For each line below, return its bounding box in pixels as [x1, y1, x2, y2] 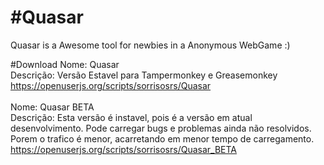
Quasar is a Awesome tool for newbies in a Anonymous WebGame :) [10, 39, 291, 51]
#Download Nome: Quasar [10, 58, 120, 70]
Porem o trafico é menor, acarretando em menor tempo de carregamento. [10, 132, 315, 145]
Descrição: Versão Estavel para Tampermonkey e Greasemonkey [10, 69, 278, 81]
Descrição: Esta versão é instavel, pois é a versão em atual [10, 111, 253, 123]
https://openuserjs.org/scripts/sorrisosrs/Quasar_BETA [10, 143, 238, 155]
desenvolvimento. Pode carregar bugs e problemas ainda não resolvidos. [10, 122, 312, 134]
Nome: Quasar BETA [10, 101, 95, 113]
